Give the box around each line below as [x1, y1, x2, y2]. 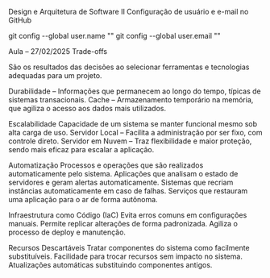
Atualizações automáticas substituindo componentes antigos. [8, 260, 213, 269]
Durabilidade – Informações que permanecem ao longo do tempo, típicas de [8, 86, 261, 96]
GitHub [8, 15, 32, 25]
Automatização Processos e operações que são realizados [8, 160, 204, 170]
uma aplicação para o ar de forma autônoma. [8, 195, 159, 204]
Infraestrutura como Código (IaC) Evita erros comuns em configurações [8, 210, 247, 220]
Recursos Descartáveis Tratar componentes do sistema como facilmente [8, 243, 250, 252]
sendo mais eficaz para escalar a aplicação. [8, 145, 155, 154]
